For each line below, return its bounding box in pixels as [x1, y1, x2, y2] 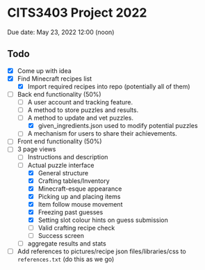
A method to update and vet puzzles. [27, 113, 134, 122]
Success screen [38, 232, 85, 240]
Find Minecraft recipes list [17, 74, 92, 83]
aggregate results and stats [27, 239, 106, 248]
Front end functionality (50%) [17, 137, 102, 145]
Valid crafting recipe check [38, 224, 115, 232]
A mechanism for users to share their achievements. [27, 129, 177, 138]
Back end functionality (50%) [17, 90, 102, 98]
